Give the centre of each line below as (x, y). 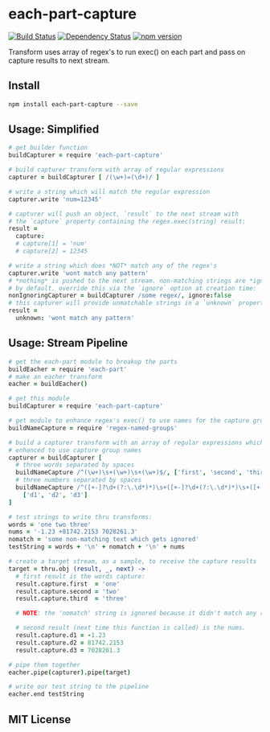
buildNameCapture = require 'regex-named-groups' (93, 428)
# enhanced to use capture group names (75, 450)
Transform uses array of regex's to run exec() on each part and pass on (127, 51)
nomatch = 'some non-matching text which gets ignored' (104, 540)
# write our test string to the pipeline (79, 687)
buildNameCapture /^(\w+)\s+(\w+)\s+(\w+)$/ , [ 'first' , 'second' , (129, 473)
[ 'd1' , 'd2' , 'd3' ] (55, 495)
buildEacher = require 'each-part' (68, 369)
